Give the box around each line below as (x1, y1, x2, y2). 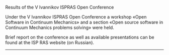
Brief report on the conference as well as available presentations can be (5, 34, 154, 40)
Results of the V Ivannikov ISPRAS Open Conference (5, 4, 114, 10)
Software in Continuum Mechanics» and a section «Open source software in (5, 19, 163, 25)
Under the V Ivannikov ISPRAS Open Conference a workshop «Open (5, 14, 147, 19)
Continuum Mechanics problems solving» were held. (5, 24, 114, 30)
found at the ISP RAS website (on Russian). (5, 39, 95, 45)
